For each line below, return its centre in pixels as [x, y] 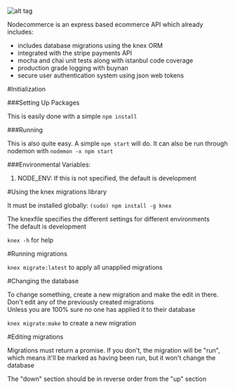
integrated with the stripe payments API [74, 53]
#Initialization [27, 89]
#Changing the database [43, 281]
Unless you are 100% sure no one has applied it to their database [101, 310]
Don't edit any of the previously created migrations [81, 302]
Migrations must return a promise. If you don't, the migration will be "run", [114, 350]
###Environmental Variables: [49, 164]
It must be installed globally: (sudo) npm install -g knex [89, 205]
